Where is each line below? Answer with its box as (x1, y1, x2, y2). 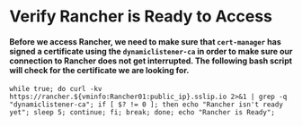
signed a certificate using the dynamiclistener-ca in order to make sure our (9, 46, 293, 56)
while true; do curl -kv (9, 85, 102, 94)
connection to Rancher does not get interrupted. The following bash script (9, 55, 293, 66)
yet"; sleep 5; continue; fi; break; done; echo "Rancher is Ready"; (9, 108, 276, 117)
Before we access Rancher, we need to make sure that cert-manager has (9, 36, 281, 46)
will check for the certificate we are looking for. (9, 64, 190, 75)
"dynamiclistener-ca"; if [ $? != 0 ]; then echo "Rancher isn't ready (9, 100, 283, 109)
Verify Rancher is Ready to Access (9, 6, 272, 27)
